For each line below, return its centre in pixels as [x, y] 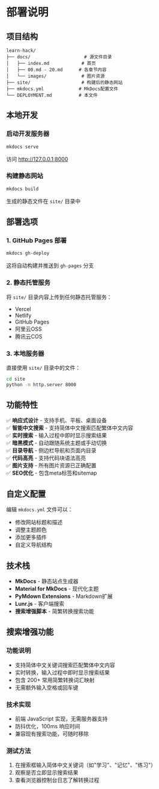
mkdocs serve [22, 147]
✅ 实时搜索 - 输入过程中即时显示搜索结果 [57, 435]
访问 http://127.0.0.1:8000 [37, 159]
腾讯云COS [28, 336]
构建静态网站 [25, 176]
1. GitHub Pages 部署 [37, 241]
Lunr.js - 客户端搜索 [40, 604]
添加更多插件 [31, 537]
